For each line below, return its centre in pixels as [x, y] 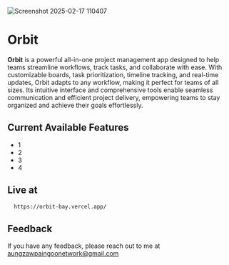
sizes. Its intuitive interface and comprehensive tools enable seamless [110, 90]
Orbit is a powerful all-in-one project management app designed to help [113, 59]
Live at [22, 190]
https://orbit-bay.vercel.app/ [60, 206]
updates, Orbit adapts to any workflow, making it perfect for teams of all [113, 82]
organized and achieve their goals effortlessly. [75, 105]
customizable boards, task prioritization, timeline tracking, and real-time [113, 74]
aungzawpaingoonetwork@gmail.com [63, 254]
